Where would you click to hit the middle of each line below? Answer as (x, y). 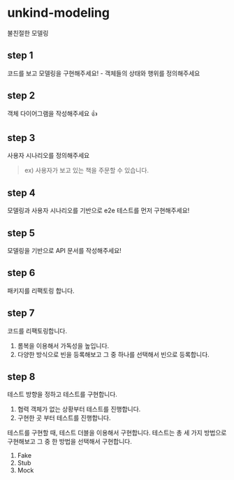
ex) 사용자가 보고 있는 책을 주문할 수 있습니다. (86, 170)
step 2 (21, 96)
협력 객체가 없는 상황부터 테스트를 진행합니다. (79, 409)
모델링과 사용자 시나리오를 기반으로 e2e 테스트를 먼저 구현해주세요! (98, 210)
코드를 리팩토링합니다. (37, 330)
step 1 (20, 56)
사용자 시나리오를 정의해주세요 (49, 156)
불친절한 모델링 (28, 33)
